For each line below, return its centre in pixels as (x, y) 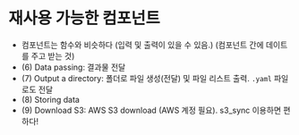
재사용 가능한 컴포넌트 (84, 18)
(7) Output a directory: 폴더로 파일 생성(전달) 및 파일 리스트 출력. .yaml (146, 78)
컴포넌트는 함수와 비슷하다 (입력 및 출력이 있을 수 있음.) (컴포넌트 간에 (143, 45)
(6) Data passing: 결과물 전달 (73, 67)
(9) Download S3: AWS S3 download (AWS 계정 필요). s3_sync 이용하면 (151, 110)
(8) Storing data (50, 99)
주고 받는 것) (53, 55)
